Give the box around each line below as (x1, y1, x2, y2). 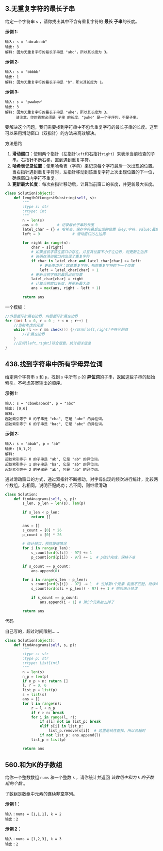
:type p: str (22, 656, 49, 661)
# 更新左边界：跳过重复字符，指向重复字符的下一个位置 (39, 263, 135, 268)
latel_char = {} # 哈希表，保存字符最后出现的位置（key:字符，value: (22, 227, 152, 232)
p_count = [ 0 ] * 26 (22, 532, 62, 537)
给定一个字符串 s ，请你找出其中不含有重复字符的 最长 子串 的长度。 (5, 18, 140, 24)
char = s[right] (31, 245, 64, 250)
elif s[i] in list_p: (39, 724, 83, 729)
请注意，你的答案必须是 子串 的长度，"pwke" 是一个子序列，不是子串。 (16, 115, 141, 120)
